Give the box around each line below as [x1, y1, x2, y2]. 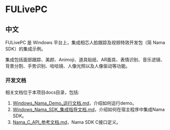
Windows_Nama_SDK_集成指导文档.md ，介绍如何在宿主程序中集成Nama [12, 107, 165, 113]
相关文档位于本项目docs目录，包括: [5, 89, 80, 95]
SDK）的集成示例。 [5, 46, 46, 52]
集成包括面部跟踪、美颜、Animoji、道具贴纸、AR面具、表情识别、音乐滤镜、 [5, 57, 165, 62]
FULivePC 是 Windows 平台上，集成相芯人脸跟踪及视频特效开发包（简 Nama [5, 40, 165, 45]
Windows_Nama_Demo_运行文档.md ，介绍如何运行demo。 [12, 100, 137, 106]
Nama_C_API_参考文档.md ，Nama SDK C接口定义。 [12, 119, 121, 125]
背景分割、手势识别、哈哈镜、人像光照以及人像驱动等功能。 [5, 63, 130, 69]
